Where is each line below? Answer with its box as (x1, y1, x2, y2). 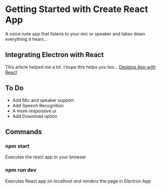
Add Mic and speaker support (12, 97, 74, 103)
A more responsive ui (12, 108, 56, 114)
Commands (5, 127, 42, 136)
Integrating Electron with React (5, 51, 104, 59)
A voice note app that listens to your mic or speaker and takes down (5, 31, 145, 37)
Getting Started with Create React (5, 4, 148, 15)
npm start (5, 142, 30, 149)
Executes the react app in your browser (5, 154, 86, 160)
